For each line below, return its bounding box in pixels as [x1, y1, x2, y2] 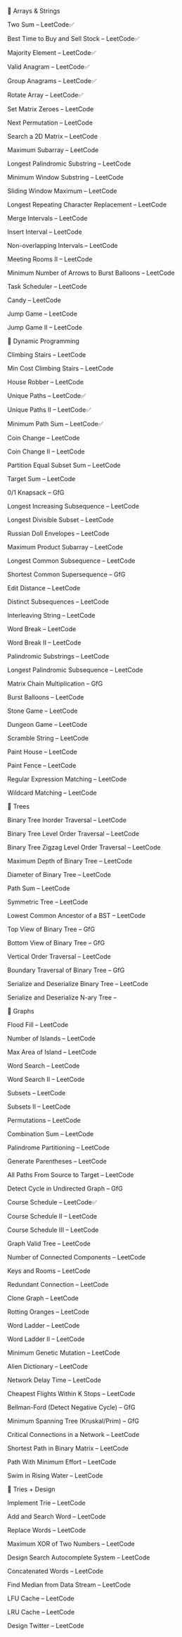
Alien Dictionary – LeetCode [7, 1362, 89, 1370]
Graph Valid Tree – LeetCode [7, 1240, 91, 1247]
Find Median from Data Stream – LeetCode [7, 1581, 131, 1588]
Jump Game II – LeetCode [7, 323, 83, 331]
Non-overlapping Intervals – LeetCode [7, 242, 118, 249]
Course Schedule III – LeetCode [7, 1226, 99, 1234]
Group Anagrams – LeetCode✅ [7, 77, 97, 85]
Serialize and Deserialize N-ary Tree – [7, 993, 117, 1002]
